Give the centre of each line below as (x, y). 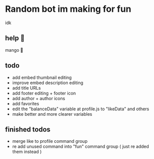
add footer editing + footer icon (44, 93)
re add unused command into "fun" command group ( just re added (80, 147)
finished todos (28, 129)
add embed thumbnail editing (42, 77)
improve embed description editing (48, 83)
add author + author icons (39, 98)
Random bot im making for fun (68, 9)
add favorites (26, 103)
